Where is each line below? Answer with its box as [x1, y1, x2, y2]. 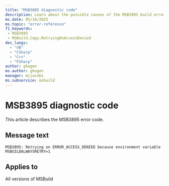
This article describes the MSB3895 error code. [5, 116, 104, 122]
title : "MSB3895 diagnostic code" [5, 7, 78, 13]
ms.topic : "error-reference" [5, 21, 66, 27]
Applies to [5, 162, 38, 171]
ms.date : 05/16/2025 [5, 17, 49, 22]
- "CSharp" [10, 50, 33, 55]
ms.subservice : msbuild [5, 78, 55, 83]
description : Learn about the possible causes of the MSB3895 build [5, 12, 152, 17]
